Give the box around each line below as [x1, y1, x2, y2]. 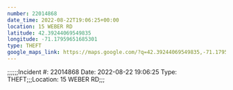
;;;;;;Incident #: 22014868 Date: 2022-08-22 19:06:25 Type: [7, 67, 178, 76]
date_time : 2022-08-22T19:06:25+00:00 [7, 17, 119, 24]
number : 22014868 [7, 10, 58, 17]
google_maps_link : [7, 49, 60, 56]
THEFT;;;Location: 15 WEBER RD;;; [7, 75, 105, 83]
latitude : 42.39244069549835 [7, 29, 92, 37]
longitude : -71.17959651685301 [7, 36, 98, 43]
